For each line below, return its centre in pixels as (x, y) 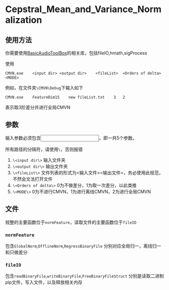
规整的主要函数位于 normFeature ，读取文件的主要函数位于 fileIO (71, 222)
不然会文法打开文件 (33, 179)
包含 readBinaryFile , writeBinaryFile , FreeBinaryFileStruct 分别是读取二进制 (84, 276)
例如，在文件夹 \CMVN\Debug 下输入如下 (44, 88)
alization (24, 20)
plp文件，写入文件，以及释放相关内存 (44, 282)
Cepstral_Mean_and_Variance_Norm (83, 9)
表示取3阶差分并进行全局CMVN (38, 107)
